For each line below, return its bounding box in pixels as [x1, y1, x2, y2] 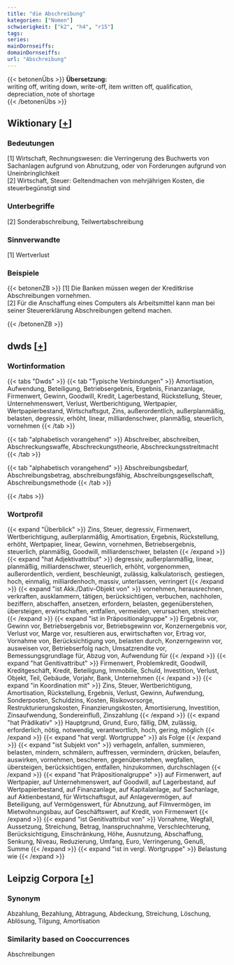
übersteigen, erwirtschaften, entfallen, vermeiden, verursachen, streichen [7, 607, 219, 615]
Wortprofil [7, 509, 43, 519]
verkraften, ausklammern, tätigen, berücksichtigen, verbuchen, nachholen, [7, 592, 222, 601]
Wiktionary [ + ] [7, 117, 72, 129]
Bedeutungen [7, 138, 54, 148]
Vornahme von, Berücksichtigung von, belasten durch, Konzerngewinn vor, [7, 637, 223, 645]
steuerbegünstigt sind [7, 184, 71, 192]
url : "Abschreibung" [7, 56, 68, 63]
